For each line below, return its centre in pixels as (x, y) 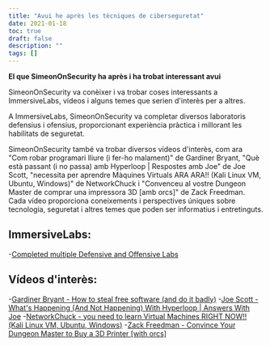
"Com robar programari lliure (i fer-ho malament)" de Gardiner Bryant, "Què (134, 158)
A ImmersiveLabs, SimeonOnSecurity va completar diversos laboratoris (127, 116)
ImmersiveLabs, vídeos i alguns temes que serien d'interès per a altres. (127, 101)
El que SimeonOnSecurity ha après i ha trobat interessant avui (115, 76)
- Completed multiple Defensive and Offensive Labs (94, 254)
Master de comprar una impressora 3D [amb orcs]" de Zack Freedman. (127, 192)
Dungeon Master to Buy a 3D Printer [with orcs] (88, 333)
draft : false (30, 38)
